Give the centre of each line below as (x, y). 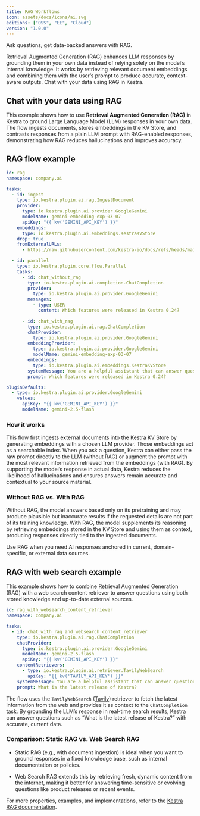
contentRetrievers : (41, 665)
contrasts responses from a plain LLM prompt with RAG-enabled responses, (99, 134)
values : (26, 398)
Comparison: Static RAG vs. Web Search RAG (73, 739)
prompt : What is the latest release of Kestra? (77, 687)
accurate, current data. (34, 724)
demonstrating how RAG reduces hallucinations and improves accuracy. (94, 140)
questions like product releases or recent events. (75, 789)
